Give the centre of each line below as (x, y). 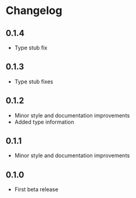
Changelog (34, 11)
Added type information (44, 122)
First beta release (36, 189)
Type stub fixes (34, 81)
